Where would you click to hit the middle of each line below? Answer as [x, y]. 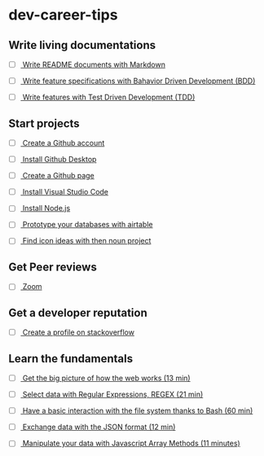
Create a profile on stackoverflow [78, 332]
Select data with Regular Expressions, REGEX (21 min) [113, 395]
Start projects [44, 123]
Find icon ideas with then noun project [87, 241]
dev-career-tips [63, 15]
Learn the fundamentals [70, 359]
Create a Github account [64, 143]
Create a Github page [59, 176]
